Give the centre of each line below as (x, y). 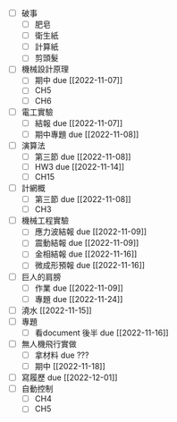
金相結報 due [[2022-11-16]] (86, 254)
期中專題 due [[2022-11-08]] (87, 134)
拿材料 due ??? (62, 355)
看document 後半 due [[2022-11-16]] (101, 333)
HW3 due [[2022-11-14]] (80, 166)
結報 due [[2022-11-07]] (79, 122)
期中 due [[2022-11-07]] (79, 80)
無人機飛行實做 (49, 343)
